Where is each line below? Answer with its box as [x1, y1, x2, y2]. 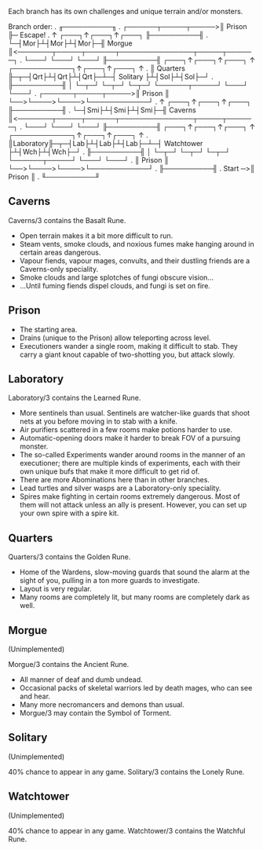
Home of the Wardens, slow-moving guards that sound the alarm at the [19, 567, 250, 577]
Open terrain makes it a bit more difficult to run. [19, 231, 174, 240]
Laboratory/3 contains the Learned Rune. [8, 393, 141, 403]
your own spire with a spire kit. [19, 508, 119, 518]
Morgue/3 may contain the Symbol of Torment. [19, 709, 172, 718]
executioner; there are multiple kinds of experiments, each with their [19, 459, 241, 468]
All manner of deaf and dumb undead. [19, 675, 143, 684]
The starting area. [19, 324, 78, 334]
